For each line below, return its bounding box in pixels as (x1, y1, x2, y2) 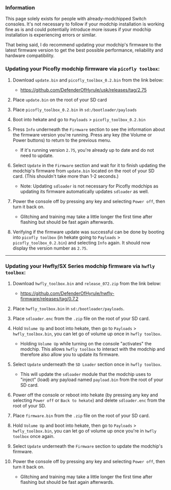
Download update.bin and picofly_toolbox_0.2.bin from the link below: (12, 77, 164, 83)
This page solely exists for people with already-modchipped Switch (5, 16, 147, 22)
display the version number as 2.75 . (12, 245, 88, 251)
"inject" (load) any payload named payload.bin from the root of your (20, 376, 164, 383)
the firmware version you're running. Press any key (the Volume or (12, 131, 152, 138)
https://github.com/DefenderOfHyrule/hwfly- (20, 290, 115, 296)
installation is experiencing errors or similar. (5, 32, 97, 38)
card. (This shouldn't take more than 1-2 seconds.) (12, 173, 119, 179)
